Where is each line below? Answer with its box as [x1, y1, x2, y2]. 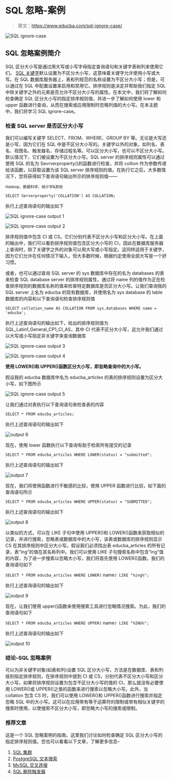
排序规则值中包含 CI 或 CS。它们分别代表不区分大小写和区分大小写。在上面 [5, 234, 164, 240]
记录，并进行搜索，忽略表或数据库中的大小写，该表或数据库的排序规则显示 [5, 536, 162, 542]
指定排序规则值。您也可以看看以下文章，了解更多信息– [5, 738, 120, 744]
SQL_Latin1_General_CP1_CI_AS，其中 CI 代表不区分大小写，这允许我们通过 [5, 326, 163, 332]
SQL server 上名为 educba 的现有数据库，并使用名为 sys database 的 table [5, 290, 163, 296]
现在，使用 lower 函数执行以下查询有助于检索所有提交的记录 [5, 442, 132, 448]
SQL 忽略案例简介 [5, 49, 61, 58]
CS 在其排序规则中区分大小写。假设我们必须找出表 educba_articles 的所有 [5, 543, 161, 549]
